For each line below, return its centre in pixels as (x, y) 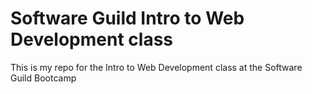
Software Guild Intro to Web (127, 18)
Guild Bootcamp (43, 78)
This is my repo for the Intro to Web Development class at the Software (156, 67)
